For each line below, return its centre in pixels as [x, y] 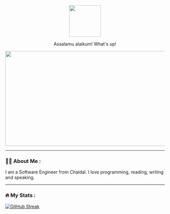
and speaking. [20, 178]
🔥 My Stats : [20, 195]
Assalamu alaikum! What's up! [85, 44]
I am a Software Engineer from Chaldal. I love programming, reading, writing [84, 172]
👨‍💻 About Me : [23, 161]
